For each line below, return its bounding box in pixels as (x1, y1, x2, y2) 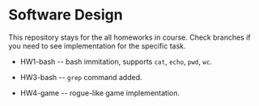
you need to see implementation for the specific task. (8, 40, 186, 50)
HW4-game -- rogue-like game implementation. (19, 87, 180, 98)
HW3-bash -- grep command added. (19, 72, 142, 82)
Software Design (8, 6, 123, 24)
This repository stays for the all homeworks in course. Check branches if (8, 32, 251, 42)
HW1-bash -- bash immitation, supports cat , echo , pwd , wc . (19, 57, 213, 66)
